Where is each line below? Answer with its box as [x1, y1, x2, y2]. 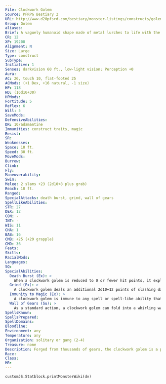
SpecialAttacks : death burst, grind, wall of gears [5, 195, 114, 200]
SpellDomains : [5, 319, 35, 324]
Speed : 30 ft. [5, 150, 35, 154]
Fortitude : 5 [5, 99, 32, 104]
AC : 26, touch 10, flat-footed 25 [5, 76, 77, 81]
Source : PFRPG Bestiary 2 [5, 12, 58, 17]
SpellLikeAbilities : [5, 200, 48, 205]
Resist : [5, 131, 21, 136]
